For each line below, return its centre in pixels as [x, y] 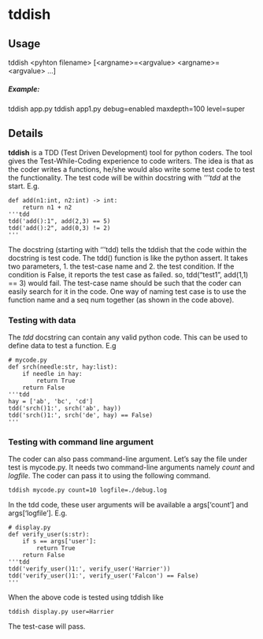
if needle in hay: [52, 374]
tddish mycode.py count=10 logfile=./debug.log [88, 490]
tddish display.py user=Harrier [61, 612]
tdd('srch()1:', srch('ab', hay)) [65, 409]
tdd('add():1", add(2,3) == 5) [59, 221]
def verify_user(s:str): [49, 535]
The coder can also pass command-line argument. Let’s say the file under [128, 459]
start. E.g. [24, 186]
